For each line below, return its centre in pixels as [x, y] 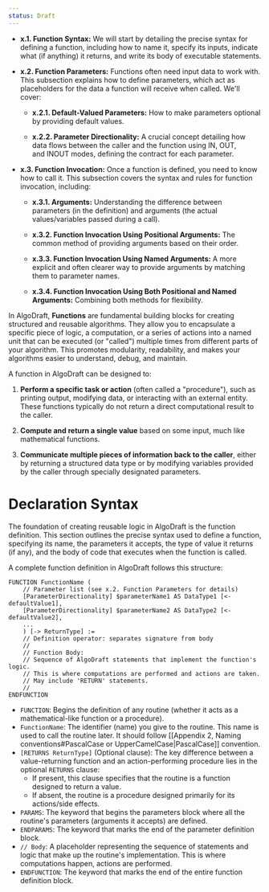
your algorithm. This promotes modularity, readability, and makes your [124, 350]
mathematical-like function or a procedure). [92, 718]
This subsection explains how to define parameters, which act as [127, 80]
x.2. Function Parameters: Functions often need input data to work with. [140, 71]
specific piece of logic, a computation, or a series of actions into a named [130, 332]
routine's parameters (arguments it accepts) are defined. [114, 820]
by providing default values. [78, 121]
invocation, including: [55, 186]
